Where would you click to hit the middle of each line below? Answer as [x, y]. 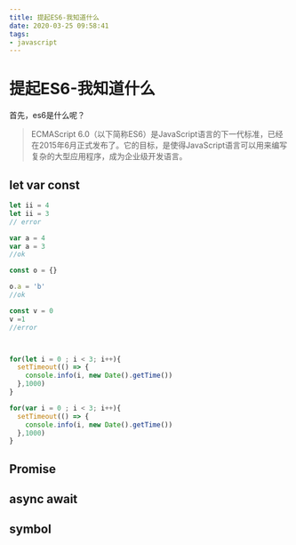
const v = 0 [31, 311]
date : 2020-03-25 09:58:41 [59, 26]
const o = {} [33, 271]
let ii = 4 [29, 205]
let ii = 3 [29, 213]
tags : [19, 34]
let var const [44, 184]
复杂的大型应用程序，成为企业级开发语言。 [109, 156]
